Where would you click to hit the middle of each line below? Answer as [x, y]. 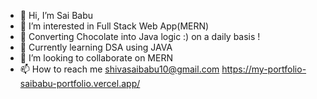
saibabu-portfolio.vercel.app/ [80, 83]
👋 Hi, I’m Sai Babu [56, 15]
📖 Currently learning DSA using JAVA [96, 47]
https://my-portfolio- [264, 69]
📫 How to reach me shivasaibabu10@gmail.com [119, 69]
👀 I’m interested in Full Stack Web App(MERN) [114, 26]
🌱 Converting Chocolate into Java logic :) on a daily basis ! [140, 36]
